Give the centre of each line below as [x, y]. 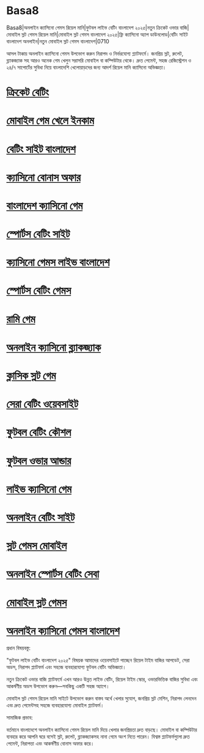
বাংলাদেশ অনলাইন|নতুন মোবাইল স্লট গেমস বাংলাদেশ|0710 [58, 41]
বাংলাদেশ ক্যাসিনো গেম [45, 206]
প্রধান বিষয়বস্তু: [18, 648]
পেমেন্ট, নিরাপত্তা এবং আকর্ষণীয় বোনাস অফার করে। [50, 744]
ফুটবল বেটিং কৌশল [39, 432]
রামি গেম [21, 319]
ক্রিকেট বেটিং [27, 93]
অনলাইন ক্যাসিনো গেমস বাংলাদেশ [63, 631]
